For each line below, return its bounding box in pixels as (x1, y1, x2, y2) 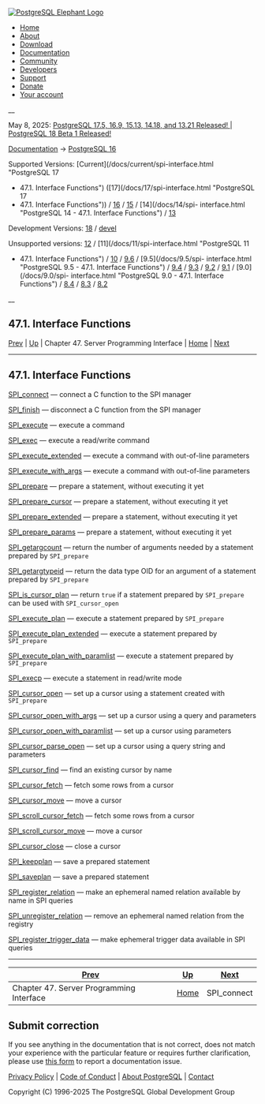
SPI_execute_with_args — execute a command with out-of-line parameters (8, 466, 251, 475)
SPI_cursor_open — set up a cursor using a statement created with (8, 688, 225, 698)
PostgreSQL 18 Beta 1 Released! (8, 129, 112, 138)
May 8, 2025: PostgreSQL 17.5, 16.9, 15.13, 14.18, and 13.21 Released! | (8, 121, 233, 129)
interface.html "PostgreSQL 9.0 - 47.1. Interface (70, 271, 225, 280)
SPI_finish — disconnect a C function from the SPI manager (8, 405, 201, 414)
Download (19, 39, 54, 49)
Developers (19, 65, 58, 74)
